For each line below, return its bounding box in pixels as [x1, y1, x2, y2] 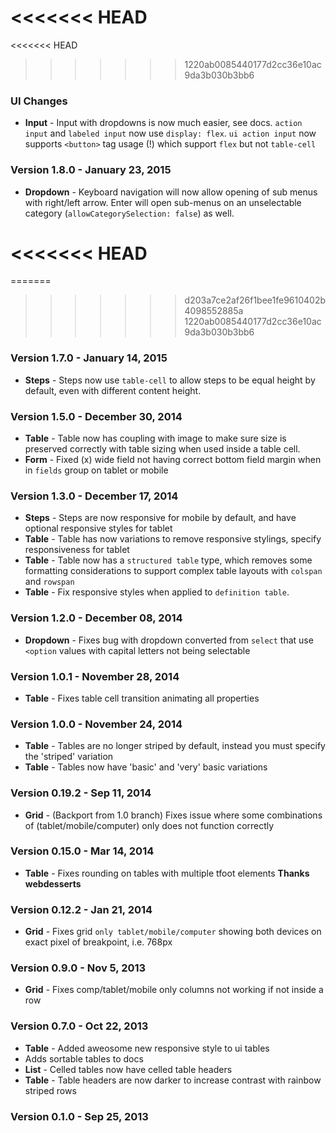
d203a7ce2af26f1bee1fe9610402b [184, 294, 327, 306]
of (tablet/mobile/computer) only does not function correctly [24, 819, 275, 831]
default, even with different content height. [24, 384, 202, 396]
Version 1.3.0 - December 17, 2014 [10, 489, 179, 503]
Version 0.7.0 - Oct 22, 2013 [10, 1019, 149, 1033]
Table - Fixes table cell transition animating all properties [24, 692, 260, 704]
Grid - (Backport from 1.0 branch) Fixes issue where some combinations [24, 809, 323, 821]
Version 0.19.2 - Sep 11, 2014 [10, 786, 152, 800]
